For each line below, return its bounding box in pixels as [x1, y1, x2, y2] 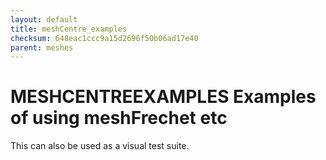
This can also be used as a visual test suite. [10, 140, 190, 152]
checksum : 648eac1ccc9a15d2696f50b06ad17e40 [10, 33, 199, 43]
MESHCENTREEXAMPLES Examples [10, 86, 317, 108]
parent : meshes [10, 42, 74, 53]
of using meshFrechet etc [10, 107, 228, 130]
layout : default [10, 14, 78, 25]
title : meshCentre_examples [10, 24, 128, 34]
